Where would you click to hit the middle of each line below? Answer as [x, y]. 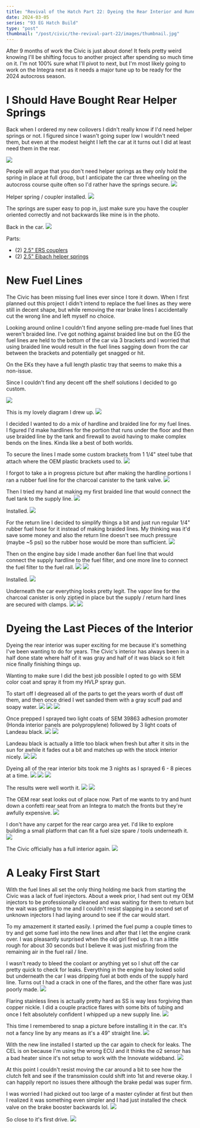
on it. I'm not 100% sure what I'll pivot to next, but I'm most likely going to [96, 64]
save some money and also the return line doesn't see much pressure [92, 535]
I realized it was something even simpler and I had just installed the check [96, 1100]
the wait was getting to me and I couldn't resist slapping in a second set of [97, 908]
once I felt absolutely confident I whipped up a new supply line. [84, 1014]
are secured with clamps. [37, 605]
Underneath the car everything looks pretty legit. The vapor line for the [93, 591]
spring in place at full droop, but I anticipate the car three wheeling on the [96, 178]
